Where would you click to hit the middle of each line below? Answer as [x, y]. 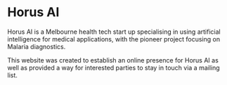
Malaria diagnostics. [37, 46]
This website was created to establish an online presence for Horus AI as [113, 60]
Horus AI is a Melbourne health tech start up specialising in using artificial [114, 32]
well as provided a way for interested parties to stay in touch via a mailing [113, 67]
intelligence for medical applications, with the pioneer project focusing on [113, 39]
